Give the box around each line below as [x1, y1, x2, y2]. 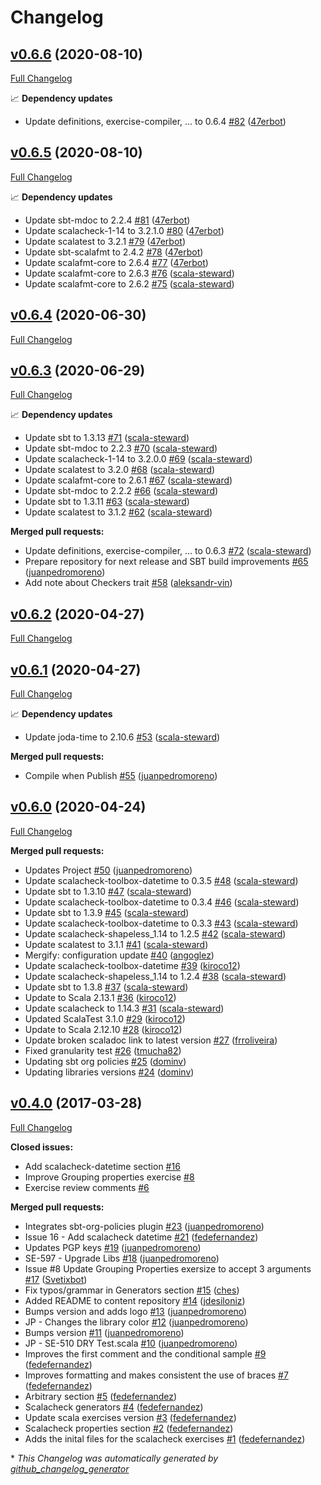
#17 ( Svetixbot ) [24, 1273, 88, 1285]
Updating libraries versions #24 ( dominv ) [24, 1066, 195, 1078]
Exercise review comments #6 [24, 1181, 150, 1193]
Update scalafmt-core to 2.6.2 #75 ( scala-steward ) [24, 277, 235, 290]
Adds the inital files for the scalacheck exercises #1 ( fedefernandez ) [24, 1432, 306, 1445]
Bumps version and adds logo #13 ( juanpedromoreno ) [24, 1305, 248, 1317]
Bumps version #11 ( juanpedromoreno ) [24, 1326, 185, 1338]
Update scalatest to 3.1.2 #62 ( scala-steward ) [24, 506, 213, 518]
